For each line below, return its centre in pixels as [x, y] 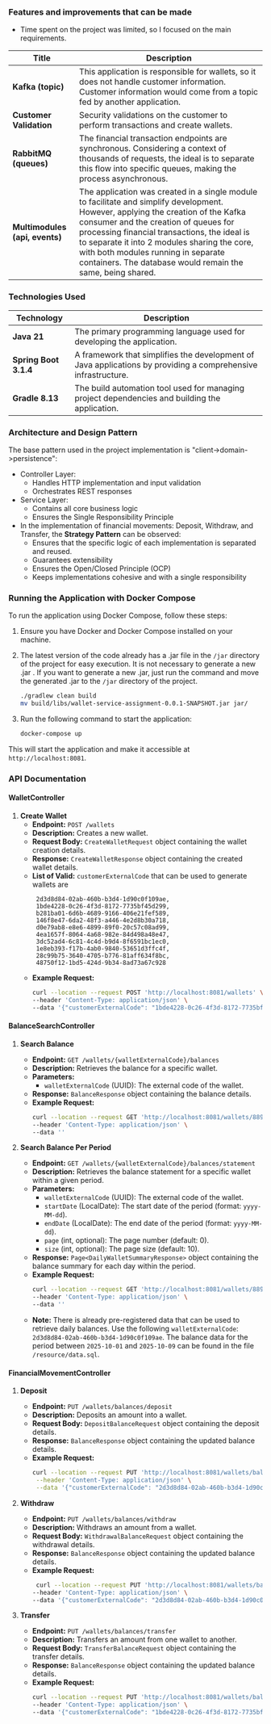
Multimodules [40, 227]
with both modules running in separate [152, 253]
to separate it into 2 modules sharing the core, [167, 242]
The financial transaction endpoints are [153, 138]
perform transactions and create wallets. [156, 125]
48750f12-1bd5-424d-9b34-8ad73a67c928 [101, 963]
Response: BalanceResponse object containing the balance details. [142, 1093]
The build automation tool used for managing [159, 388]
